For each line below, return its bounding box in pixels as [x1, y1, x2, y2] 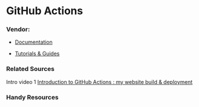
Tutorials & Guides [14, 50, 60, 57]
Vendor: [6, 25, 30, 34]
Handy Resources [6, 93, 59, 101]
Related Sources [6, 65, 55, 73]
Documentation [14, 38, 53, 46]
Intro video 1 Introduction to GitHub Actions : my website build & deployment [6, 78, 193, 85]
